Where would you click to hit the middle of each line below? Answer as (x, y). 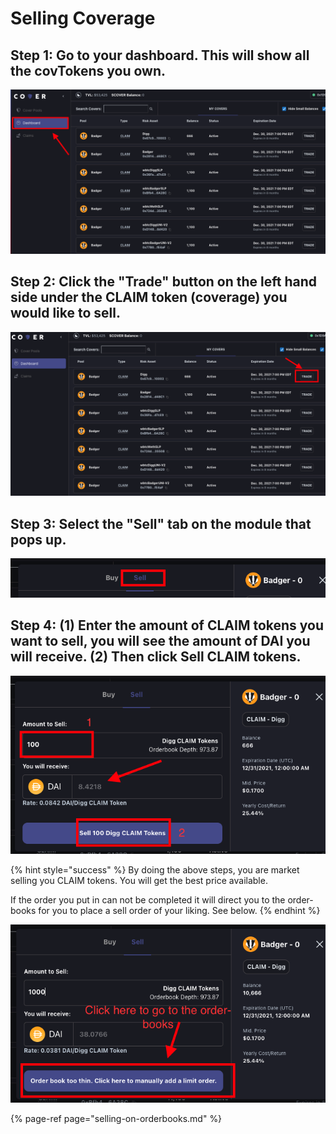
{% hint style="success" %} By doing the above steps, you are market (155, 870)
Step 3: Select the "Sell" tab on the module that (161, 523)
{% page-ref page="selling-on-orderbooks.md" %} (116, 1118)
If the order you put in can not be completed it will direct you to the (148, 900)
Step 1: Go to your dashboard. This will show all (160, 55)
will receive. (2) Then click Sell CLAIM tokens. (156, 657)
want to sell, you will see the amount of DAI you (160, 641)
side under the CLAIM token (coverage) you (149, 297)
